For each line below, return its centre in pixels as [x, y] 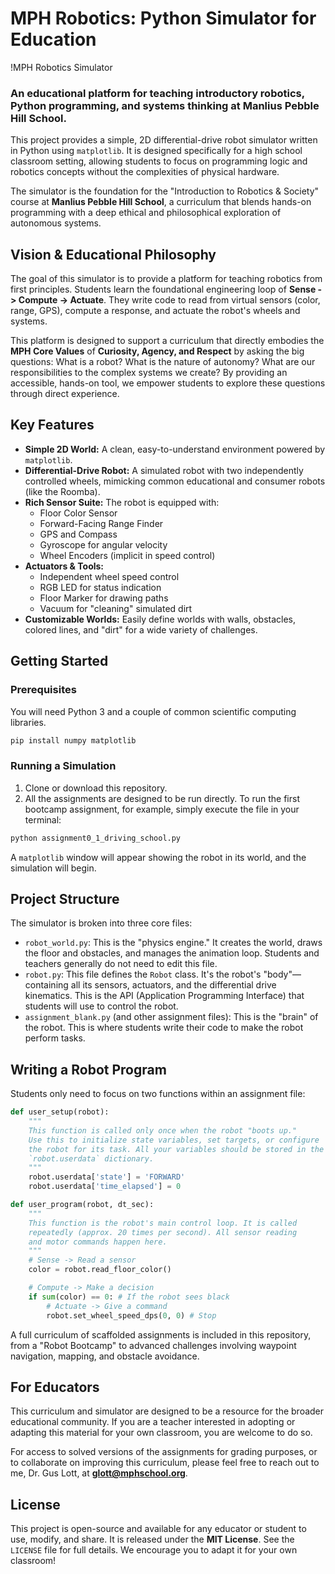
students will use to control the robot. [101, 1006]
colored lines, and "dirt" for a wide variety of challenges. [141, 629]
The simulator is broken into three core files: [101, 923]
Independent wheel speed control [109, 576]
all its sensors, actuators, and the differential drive [173, 985]
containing [46, 985]
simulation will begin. [53, 868]
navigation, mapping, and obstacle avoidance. [105, 1356]
